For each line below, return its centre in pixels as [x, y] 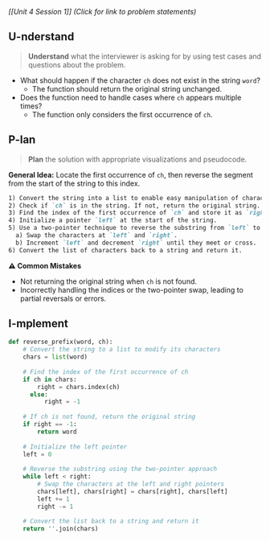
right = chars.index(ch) [79, 387]
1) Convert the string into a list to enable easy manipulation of [124, 198]
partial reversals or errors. [63, 298]
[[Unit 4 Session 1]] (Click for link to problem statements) [102, 12]
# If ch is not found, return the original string [109, 417]
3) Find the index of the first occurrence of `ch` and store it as [125, 213]
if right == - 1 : [50, 424]
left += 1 [53, 499]
